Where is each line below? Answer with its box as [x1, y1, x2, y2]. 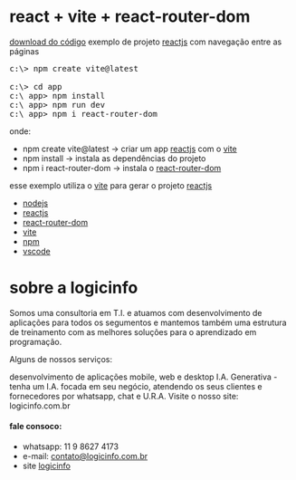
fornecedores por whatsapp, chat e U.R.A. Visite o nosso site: [9, 390, 239, 401]
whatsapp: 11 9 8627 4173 [22, 441, 119, 452]
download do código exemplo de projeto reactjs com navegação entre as [9, 36, 282, 47]
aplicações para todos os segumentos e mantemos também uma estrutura [9, 317, 287, 328]
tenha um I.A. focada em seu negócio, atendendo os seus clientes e [9, 380, 263, 391]
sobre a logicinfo [9, 278, 138, 298]
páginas [9, 45, 40, 56]
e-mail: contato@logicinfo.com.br [22, 451, 148, 462]
